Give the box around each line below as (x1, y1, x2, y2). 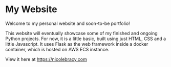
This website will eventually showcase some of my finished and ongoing (5, 30, 158, 36)
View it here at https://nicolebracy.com (5, 56, 87, 62)
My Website (5, 4, 57, 15)
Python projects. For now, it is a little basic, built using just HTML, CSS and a (5, 36, 166, 42)
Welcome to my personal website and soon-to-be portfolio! (5, 20, 131, 26)
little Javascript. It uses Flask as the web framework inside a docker (5, 41, 148, 47)
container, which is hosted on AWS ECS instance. (5, 46, 110, 52)
